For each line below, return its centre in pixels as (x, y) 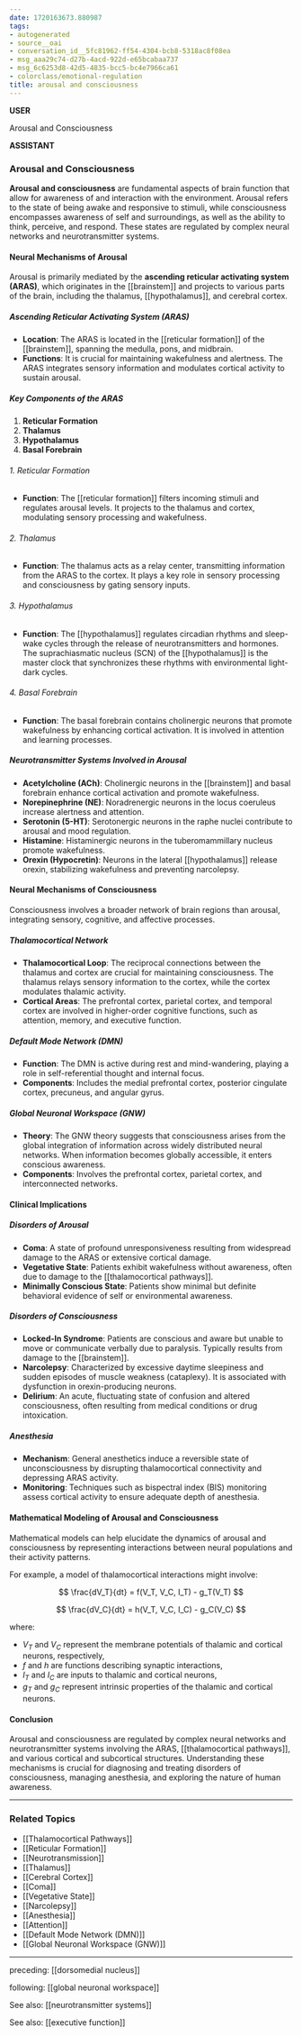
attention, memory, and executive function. (102, 1020)
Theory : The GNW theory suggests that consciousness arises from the (154, 1136)
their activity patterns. (50, 1557)
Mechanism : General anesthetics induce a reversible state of (136, 1459)
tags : (19, 26)
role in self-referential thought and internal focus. (113, 1073)
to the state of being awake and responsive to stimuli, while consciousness (148, 207)
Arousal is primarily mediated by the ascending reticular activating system (149, 277)
